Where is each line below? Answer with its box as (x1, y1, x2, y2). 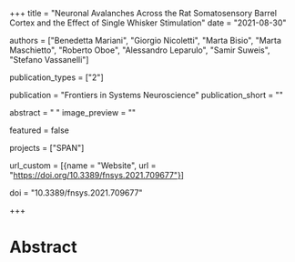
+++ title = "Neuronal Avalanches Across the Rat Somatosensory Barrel (9, 8, 278, 18)
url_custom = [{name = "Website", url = (9, 160, 157, 171)
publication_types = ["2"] (9, 72, 104, 83)
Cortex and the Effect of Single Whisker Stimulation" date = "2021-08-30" (9, 17, 287, 28)
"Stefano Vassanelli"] (9, 55, 89, 65)
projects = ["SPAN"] (9, 143, 85, 153)
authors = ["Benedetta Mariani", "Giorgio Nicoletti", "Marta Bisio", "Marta (9, 35, 282, 45)
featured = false (9, 125, 70, 136)
